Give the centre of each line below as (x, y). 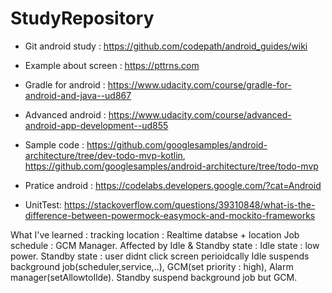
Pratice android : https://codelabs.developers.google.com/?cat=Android (173, 185)
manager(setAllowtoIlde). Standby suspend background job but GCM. (154, 277)
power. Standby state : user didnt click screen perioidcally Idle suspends (160, 256)
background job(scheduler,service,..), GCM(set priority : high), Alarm (152, 266)
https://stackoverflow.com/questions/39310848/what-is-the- (190, 204)
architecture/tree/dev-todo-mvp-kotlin (103, 155)
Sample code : (54, 144)
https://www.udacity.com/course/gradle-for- (199, 84)
